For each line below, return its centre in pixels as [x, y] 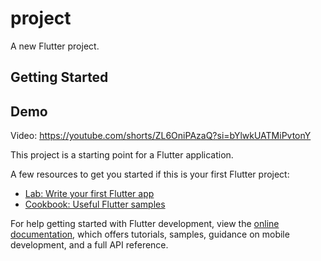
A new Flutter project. [55, 46]
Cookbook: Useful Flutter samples [95, 204]
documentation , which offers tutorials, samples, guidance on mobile [150, 234]
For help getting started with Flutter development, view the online [145, 224]
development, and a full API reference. [89, 245]
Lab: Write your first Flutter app [89, 194]
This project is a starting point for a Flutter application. [122, 155]
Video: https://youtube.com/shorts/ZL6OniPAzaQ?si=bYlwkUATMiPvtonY [161, 136]
